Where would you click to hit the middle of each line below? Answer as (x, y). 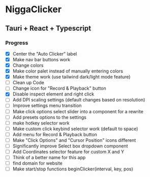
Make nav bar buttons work (41, 59)
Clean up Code (28, 83)
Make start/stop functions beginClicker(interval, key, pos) (73, 169)
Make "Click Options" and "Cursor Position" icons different (74, 140)
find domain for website (37, 163)
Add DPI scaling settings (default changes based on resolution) (79, 100)
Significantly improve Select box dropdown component (70, 146)
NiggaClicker (34, 9)
